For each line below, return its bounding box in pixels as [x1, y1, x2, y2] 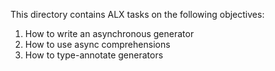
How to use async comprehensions [24, 39, 171, 50]
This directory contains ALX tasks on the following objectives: [10, 9, 265, 20]
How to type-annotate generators [24, 49, 164, 61]
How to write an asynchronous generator [24, 28, 195, 39]
